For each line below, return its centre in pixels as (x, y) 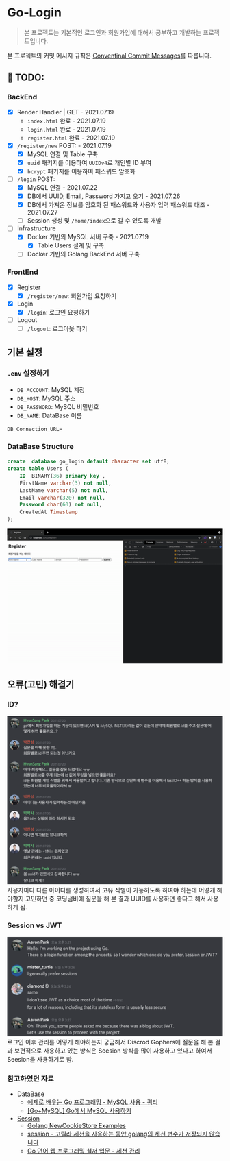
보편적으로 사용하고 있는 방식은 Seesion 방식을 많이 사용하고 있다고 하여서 (113, 1051)
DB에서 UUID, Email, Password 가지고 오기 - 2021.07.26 (104, 196)
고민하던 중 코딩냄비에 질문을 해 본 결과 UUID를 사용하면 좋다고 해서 (116, 899)
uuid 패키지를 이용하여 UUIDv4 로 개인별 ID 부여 (89, 162)
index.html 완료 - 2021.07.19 (66, 121)
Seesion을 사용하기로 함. (40, 1060)
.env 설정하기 (28, 374)
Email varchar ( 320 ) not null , (63, 498)
